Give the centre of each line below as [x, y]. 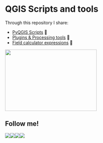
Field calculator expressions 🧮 [42, 42]
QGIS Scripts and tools [52, 9]
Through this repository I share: [37, 23]
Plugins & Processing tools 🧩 [41, 37]
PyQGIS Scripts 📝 [30, 32]
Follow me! [22, 124]
